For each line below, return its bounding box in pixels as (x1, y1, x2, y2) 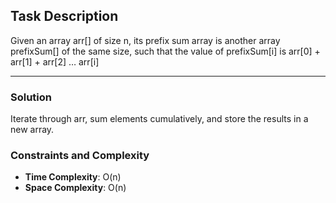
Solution (10, 90, 53, 104)
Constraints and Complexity (10, 149, 150, 163)
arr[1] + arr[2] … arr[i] (10, 55, 100, 68)
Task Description (10, 8, 119, 25)
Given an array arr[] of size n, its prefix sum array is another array (10, 34, 281, 46)
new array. (10, 124, 55, 136)
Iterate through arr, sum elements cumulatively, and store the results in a (10, 113, 309, 125)
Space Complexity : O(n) (24, 182, 127, 194)
